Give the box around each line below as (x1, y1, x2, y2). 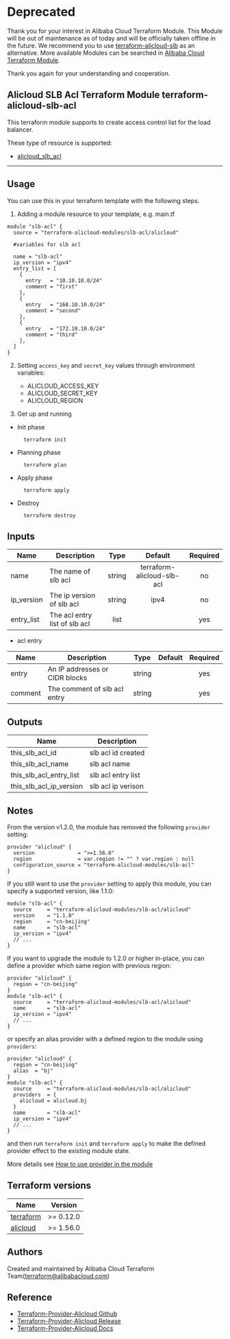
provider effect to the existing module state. (7, 1147, 131, 1154)
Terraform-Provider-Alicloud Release (16, 1317, 121, 1325)
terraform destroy (23, 512, 76, 519)
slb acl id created (89, 748, 145, 758)
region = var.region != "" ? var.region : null (13, 855, 194, 862)
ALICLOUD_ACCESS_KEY (27, 381, 99, 390)
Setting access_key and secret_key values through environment (16, 361, 195, 369)
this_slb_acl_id (10, 748, 57, 758)
